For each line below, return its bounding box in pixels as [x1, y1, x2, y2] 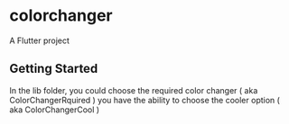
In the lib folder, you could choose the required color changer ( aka [9, 84, 258, 95]
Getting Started [9, 61, 98, 76]
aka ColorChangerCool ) [9, 104, 100, 115]
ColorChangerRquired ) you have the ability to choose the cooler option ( [9, 94, 280, 105]
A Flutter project [9, 35, 70, 46]
